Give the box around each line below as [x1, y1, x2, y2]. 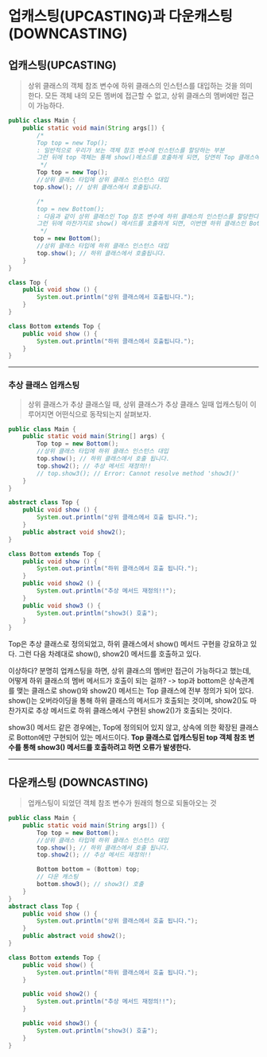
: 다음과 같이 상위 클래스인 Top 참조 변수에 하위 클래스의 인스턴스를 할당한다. [37, 212, 262, 220]
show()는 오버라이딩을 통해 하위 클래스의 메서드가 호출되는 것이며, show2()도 [8, 696, 249, 705]
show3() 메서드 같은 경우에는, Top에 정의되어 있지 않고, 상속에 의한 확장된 [8, 723, 238, 733]
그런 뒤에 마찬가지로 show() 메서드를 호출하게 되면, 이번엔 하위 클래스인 [37, 220, 246, 227]
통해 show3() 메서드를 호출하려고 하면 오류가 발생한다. [22, 743, 192, 752]
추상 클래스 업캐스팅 [8, 379, 80, 391]
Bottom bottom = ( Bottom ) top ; [37, 865, 141, 873]
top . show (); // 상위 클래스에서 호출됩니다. [33, 183, 163, 191]
